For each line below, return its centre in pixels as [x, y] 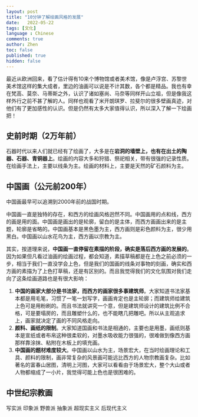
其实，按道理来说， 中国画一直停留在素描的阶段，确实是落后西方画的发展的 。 [99, 249]
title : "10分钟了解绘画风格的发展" [45, 17]
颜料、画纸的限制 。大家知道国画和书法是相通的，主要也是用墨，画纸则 [100, 328]
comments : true [25, 39]
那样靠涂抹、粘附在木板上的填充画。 [59, 343]
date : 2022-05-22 [30, 22]
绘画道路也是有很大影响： [57, 279]
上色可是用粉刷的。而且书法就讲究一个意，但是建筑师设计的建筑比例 [97, 306]
